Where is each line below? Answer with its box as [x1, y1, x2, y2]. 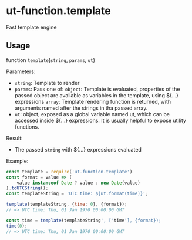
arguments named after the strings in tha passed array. [14, 104, 148, 111]
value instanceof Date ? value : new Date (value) [16, 180, 141, 186]
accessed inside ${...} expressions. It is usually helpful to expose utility [14, 117, 187, 124]
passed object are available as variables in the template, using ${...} [14, 91, 179, 98]
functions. [14, 123, 39, 130]
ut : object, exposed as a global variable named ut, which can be [14, 110, 170, 117]
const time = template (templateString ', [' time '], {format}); [6, 217, 161, 223]
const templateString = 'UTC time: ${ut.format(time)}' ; [6, 190, 149, 197]
